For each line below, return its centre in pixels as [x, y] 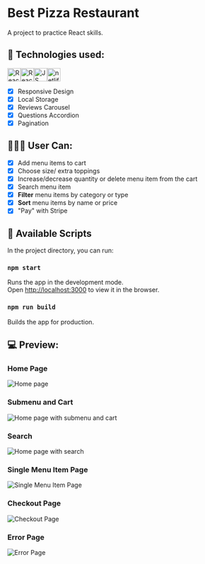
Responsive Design [46, 91]
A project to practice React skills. [55, 33]
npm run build [31, 307]
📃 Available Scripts [49, 234]
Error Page [26, 537]
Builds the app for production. [51, 322]
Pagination [33, 123]
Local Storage [38, 99]
